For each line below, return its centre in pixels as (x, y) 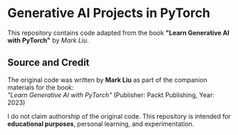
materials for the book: (41, 87)
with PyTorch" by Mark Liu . (48, 40)
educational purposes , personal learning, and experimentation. (101, 124)
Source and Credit (48, 63)
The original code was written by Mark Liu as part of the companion (108, 80)
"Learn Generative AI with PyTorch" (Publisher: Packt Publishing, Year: (111, 94)
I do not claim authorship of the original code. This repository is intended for (119, 116)
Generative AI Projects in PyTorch (109, 13)
